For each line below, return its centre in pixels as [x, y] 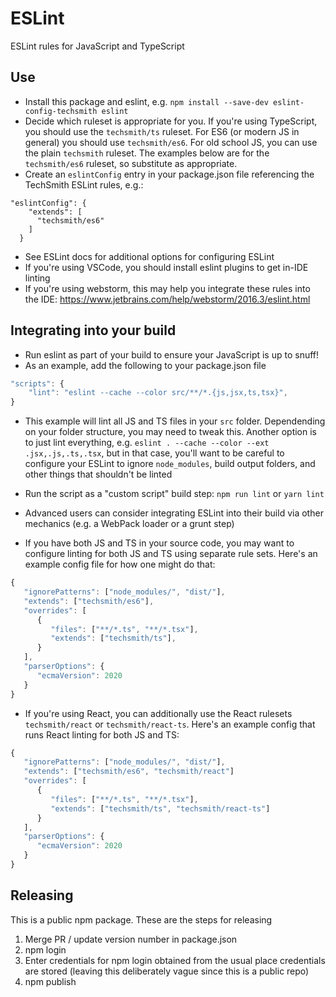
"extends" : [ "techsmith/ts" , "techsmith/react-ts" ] [160, 808]
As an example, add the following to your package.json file [145, 365]
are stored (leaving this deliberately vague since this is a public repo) [167, 971]
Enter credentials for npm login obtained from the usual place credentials [175, 960]
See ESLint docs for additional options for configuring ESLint [149, 256]
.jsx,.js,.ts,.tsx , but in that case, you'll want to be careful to [154, 453]
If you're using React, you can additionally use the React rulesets [158, 713]
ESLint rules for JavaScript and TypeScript [97, 46]
